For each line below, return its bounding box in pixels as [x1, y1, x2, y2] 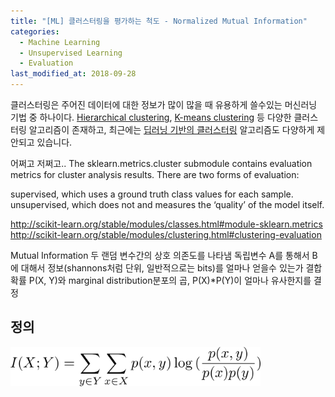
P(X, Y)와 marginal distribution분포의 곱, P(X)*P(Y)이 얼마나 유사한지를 [28, 275, 312, 286]
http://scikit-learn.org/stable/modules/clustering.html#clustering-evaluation [10, 229, 322, 240]
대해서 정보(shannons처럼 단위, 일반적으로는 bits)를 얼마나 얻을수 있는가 [20, 262, 304, 274]
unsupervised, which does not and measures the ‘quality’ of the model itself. [10, 199, 325, 210]
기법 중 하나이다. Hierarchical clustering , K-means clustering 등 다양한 [10, 111, 292, 123]
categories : [10, 26, 60, 37]
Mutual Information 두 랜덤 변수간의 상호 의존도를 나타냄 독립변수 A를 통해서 [10, 250, 310, 261]
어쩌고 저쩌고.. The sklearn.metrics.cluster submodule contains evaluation [10, 158, 313, 169]
